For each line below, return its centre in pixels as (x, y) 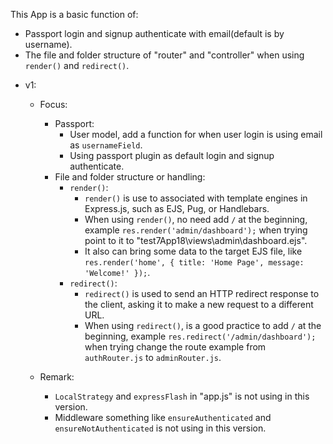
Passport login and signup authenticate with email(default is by (154, 33)
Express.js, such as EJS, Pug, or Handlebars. (177, 208)
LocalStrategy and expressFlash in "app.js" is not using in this (182, 396)
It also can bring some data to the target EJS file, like (193, 251)
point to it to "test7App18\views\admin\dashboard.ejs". (196, 240)
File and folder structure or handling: (130, 177)
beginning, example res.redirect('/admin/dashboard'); (200, 336)
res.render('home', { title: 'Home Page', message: (194, 263)
